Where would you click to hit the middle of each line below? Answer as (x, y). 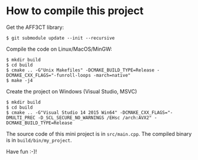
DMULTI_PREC (21, 117)
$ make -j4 (20, 80)
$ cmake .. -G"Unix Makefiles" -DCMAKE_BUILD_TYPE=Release (80, 70)
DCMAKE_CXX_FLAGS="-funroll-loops (49, 75)
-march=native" (112, 75)
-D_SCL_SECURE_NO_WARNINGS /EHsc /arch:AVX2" (95, 117)
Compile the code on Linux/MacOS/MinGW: (59, 49)
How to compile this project (75, 11)
